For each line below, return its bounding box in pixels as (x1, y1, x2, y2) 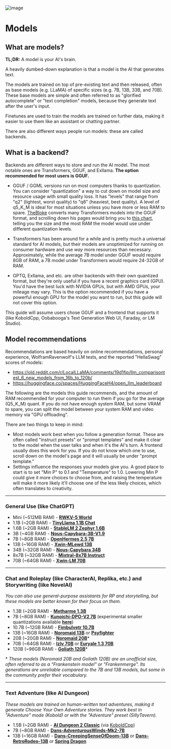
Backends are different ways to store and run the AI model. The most (5, 162, 150, 168)
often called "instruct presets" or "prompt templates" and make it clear (12, 437, 161, 443)
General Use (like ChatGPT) (5, 503, 75, 510)
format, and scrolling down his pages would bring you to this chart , (12, 215, 154, 221)
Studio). (5, 320, 22, 326)
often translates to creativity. (12, 485, 73, 491)
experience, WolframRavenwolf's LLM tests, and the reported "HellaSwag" (5, 354, 162, 360)
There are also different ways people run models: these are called (5, 128, 144, 134)
